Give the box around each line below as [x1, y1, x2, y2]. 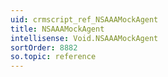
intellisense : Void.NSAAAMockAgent [10, 33, 159, 43]
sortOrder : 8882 [10, 42, 78, 53]
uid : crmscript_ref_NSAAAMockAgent [10, 14, 159, 25]
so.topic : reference [10, 52, 97, 62]
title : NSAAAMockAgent [10, 24, 105, 34]
